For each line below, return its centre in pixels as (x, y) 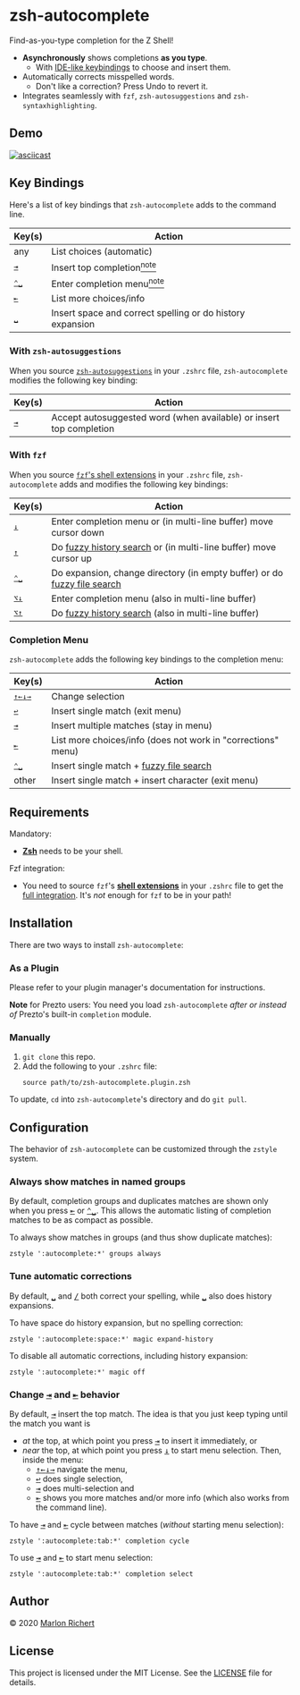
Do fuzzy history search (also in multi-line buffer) (155, 613)
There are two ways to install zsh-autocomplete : (96, 945)
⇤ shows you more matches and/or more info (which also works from (162, 1498)
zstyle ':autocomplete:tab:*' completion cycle (100, 1541)
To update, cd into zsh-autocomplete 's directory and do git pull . (128, 1099)
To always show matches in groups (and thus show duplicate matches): (141, 1237)
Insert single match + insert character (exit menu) (155, 781)
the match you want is (50, 1424)
